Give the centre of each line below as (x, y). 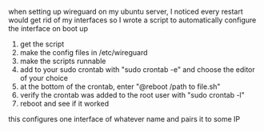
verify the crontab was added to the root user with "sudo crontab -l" (132, 95)
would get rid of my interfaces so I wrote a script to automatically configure (132, 20)
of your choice (44, 78)
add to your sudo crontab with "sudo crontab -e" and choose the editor (137, 70)
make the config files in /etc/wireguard (84, 52)
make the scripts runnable (63, 61)
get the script (42, 44)
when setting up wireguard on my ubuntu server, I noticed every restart (126, 12)
